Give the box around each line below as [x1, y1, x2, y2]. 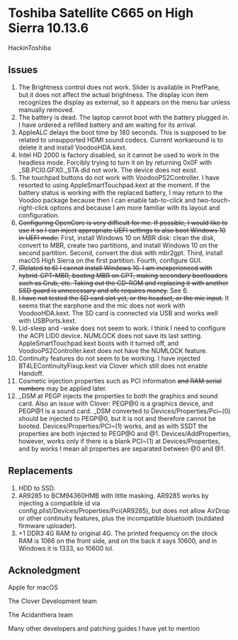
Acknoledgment [8, 564, 81, 576]
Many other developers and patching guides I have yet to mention [8, 624, 200, 633]
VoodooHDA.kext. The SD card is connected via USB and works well [18, 308, 218, 317]
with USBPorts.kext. [18, 316, 77, 325]
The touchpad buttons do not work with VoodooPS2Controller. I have [18, 173, 220, 181]
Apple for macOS [8, 583, 59, 592]
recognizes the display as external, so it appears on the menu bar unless [18, 98, 231, 106]
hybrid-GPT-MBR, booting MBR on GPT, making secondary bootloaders [18, 271, 228, 279]
